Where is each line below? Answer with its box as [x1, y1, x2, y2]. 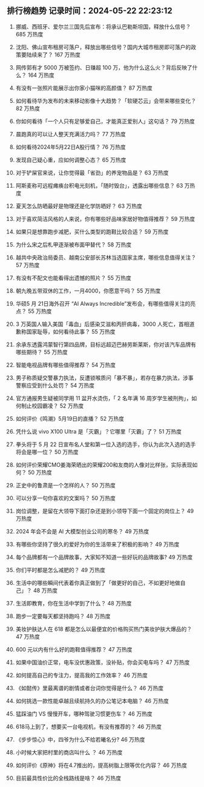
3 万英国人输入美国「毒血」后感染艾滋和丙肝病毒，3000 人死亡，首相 [15, 320, 189, 328]
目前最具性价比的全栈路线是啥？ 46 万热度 [15, 774, 122, 782]
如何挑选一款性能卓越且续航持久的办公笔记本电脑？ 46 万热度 [15, 697, 169, 704]
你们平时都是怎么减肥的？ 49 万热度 [15, 566, 105, 573]
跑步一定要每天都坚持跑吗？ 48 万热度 [15, 612, 111, 619]
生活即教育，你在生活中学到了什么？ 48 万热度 [15, 599, 132, 607]
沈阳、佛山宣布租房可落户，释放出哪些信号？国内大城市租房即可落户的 [15, 43, 191, 50]
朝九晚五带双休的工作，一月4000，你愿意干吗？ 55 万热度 [15, 287, 161, 294]
